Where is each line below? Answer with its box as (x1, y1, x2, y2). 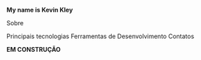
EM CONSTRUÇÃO (6, 46, 61, 53)
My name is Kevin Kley (6, 6, 73, 14)
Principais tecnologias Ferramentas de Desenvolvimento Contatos (6, 32, 195, 40)
